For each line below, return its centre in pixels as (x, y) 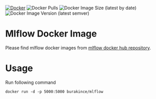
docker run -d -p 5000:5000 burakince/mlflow (54, 91)
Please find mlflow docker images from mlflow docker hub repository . (78, 48)
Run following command (30, 82)
